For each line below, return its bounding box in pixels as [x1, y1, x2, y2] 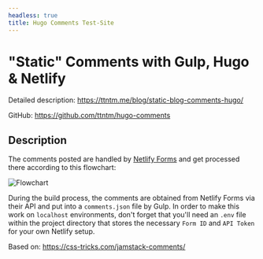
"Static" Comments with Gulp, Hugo [8, 53, 250, 71]
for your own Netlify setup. [8, 227, 95, 236]
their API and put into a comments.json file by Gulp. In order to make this [8, 202, 240, 211]
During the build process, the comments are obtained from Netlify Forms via [8, 194, 256, 203]
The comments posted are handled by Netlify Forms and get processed [8, 154, 240, 164]
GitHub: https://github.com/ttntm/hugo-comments [8, 111, 171, 120]
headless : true [8, 11, 58, 20]
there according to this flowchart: [8, 163, 117, 172]
